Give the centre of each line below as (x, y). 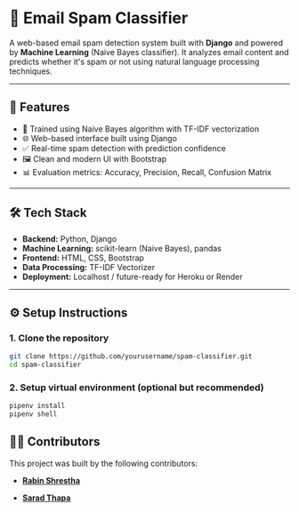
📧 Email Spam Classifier (99, 18)
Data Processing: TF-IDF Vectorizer (89, 267)
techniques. (31, 71)
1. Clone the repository (59, 338)
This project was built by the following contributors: (104, 463)
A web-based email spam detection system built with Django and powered (146, 43)
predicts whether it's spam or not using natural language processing (134, 61)
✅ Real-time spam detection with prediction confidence (124, 148)
